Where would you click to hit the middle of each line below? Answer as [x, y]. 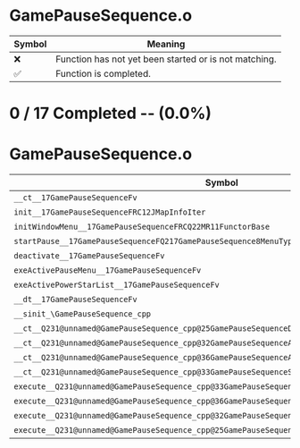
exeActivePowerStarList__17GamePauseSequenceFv [117, 285]
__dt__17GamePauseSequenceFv [75, 300]
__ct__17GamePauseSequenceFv [75, 198]
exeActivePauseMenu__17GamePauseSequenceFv [108, 270]
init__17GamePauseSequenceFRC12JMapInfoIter [110, 212]
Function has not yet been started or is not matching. [166, 59]
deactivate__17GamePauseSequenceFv [89, 256]
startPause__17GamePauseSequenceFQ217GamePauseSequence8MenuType [155, 241]
